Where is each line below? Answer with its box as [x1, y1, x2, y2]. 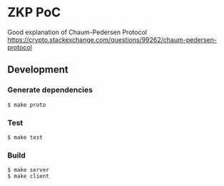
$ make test [7, 133, 43, 141]
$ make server [7, 167, 50, 174]
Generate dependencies [7, 85, 93, 95]
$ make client [7, 172, 50, 180]
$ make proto [7, 101, 46, 108]
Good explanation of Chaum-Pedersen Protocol [7, 28, 148, 36]
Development [7, 63, 69, 76]
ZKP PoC [7, 4, 61, 21]
